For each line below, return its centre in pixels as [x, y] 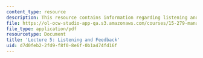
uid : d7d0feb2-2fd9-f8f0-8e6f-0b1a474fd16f [62, 46]
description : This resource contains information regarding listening [97, 18]
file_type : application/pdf [42, 29]
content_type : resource [36, 12]
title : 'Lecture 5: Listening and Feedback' [63, 40]
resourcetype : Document [36, 34]
